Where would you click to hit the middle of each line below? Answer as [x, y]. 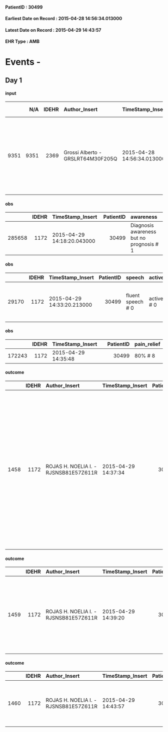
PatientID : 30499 [24, 7]
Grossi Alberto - [83, 152]
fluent [133, 295]
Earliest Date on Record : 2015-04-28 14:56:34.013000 [64, 19]
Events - [23, 62]
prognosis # [145, 244]
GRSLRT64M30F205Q [90, 159]
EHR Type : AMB [22, 41]
